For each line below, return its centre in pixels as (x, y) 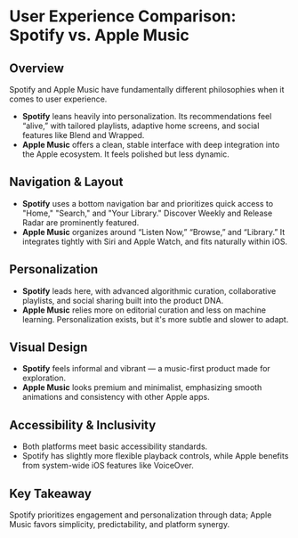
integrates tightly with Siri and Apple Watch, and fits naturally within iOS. (154, 241)
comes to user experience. (58, 99)
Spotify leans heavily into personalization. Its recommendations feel (147, 116)
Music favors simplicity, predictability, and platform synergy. (119, 525)
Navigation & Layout (66, 182)
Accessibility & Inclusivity (83, 425)
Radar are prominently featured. (81, 222)
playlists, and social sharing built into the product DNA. (123, 300)
